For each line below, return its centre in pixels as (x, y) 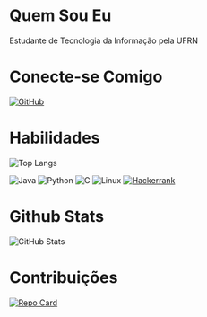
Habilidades (55, 138)
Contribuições (64, 277)
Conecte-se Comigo (86, 77)
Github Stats (57, 216)
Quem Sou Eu (60, 16)
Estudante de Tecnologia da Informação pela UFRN (104, 40)
